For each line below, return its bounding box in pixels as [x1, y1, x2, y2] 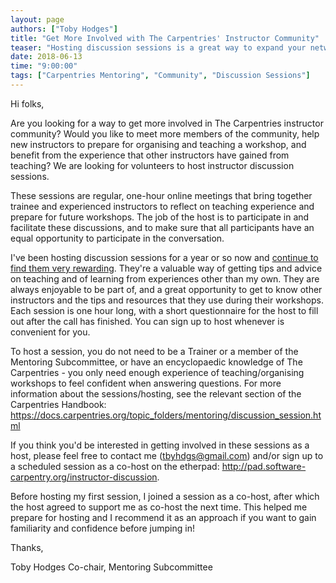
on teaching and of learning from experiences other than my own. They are [10, 272, 320, 285]
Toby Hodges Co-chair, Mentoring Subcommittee [10, 561, 213, 573]
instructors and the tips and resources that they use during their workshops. [10, 294, 324, 306]
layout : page [10, 14, 65, 25]
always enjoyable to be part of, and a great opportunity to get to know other [10, 283, 323, 295]
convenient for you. [10, 326, 91, 338]
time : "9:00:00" [10, 61, 78, 71]
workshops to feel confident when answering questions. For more [10, 377, 282, 389]
